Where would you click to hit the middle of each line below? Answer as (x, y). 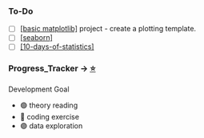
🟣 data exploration (51, 125)
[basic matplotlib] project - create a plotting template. (108, 29)
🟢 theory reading (49, 105)
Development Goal (39, 89)
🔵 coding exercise (50, 116)
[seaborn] (36, 38)
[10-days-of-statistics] (57, 47)
